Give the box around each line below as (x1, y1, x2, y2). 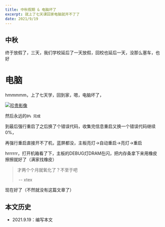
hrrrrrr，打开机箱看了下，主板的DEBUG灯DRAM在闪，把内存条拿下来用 (5, 150, 149, 156)
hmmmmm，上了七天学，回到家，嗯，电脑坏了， (5, 92, 104, 98)
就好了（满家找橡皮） (13, 157, 57, 163)
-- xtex (18, 177, 33, 183)
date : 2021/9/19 (5, 16, 38, 21)
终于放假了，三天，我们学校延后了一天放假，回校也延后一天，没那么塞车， (5, 50, 156, 56)
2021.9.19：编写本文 (12, 217, 53, 223)
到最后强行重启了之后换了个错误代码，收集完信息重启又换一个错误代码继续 (5, 123, 156, 129)
